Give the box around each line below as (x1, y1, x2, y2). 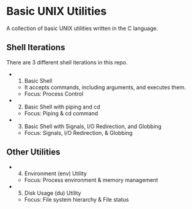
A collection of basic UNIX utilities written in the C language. (6, 25, 158, 32)
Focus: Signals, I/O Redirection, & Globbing (24, 129, 133, 136)
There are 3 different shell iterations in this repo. (6, 58, 128, 66)
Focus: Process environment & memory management (24, 176, 158, 183)
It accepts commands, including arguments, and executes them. (24, 83, 186, 91)
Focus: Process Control (24, 90, 84, 97)
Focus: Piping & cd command (24, 109, 98, 117)
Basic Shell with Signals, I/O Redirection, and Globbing (24, 123, 162, 130)
